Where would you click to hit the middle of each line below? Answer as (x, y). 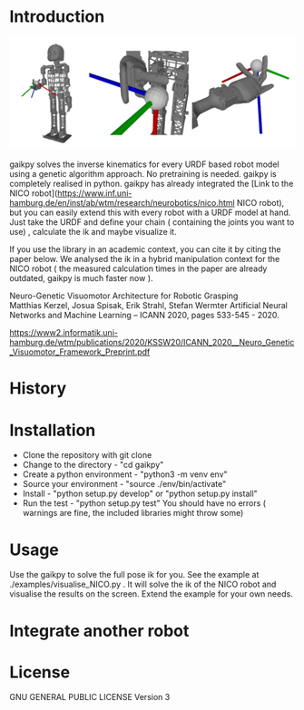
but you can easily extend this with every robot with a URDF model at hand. (150, 213)
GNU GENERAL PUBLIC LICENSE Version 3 (90, 697)
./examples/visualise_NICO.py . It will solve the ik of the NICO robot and (143, 584)
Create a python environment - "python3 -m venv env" (125, 474)
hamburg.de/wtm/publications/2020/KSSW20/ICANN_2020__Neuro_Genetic (152, 343)
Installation (53, 430)
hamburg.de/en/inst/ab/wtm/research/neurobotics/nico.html (122, 203)
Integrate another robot (99, 631)
